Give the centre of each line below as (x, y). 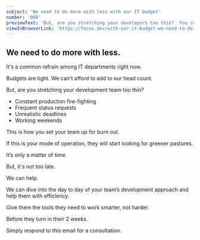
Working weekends (38, 120)
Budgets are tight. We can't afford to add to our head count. (79, 79)
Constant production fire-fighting (55, 101)
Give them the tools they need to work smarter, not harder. (78, 208)
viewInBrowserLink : (30, 28)
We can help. (22, 178)
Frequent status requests (46, 108)
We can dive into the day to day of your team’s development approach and (97, 190)
